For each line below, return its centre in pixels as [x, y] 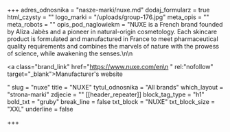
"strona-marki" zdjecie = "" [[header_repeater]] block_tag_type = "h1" [106, 94]
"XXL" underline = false [40, 109]
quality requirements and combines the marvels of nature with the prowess [113, 46]
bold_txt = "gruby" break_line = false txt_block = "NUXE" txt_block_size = [111, 102]
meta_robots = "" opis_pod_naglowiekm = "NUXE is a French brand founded [115, 24]
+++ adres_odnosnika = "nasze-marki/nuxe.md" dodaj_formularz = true [108, 10]
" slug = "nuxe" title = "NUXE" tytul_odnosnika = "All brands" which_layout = [115, 87]
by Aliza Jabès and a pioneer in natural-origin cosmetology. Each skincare [112, 31]
